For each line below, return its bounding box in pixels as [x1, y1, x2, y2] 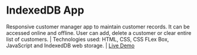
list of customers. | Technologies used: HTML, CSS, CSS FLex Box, [6, 35, 169, 43]
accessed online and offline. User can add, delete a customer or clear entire [6, 29, 192, 36]
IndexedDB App [6, 4, 85, 17]
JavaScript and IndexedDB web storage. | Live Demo [6, 42, 135, 49]
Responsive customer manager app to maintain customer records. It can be [6, 23, 190, 30]
